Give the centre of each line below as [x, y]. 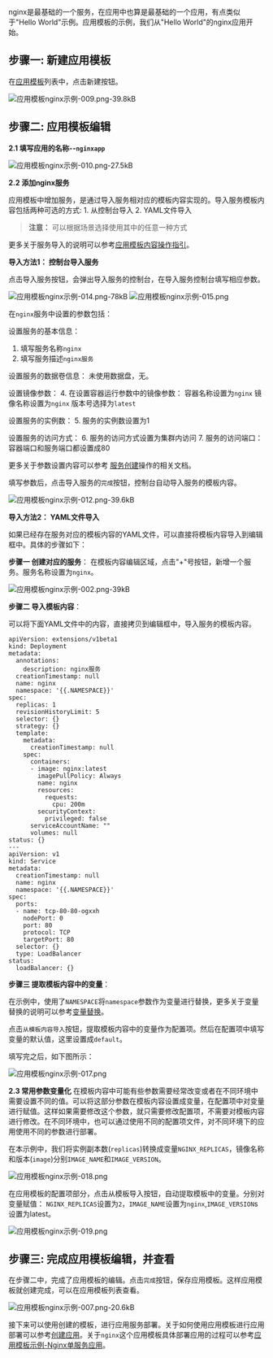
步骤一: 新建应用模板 [60, 61]
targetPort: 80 [49, 939]
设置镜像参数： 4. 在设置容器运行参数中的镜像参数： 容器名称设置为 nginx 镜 [135, 393]
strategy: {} [38, 726]
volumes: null [54, 833]
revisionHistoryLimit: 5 [58, 712]
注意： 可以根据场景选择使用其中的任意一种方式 [108, 227]
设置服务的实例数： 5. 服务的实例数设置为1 [79, 420]
